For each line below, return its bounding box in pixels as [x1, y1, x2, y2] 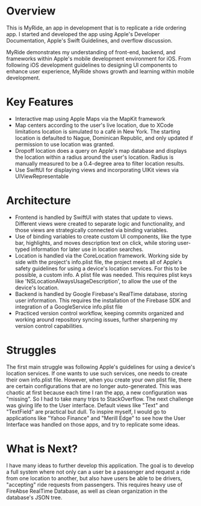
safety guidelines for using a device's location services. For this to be [14, 265, 187, 272]
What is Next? [6, 442, 78, 455]
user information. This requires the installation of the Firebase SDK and [14, 297, 191, 304]
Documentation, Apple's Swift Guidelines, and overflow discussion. [6, 37, 173, 44]
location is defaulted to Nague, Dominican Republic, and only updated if [14, 134, 194, 141]
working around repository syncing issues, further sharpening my [14, 316, 178, 323]
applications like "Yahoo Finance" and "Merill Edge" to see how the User [6, 414, 186, 422]
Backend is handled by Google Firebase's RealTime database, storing [14, 290, 188, 297]
